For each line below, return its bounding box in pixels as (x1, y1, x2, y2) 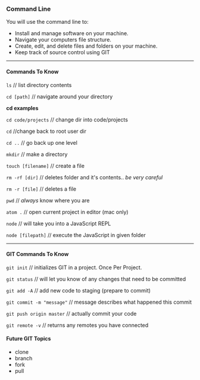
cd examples (6, 104, 39, 111)
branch (14, 354, 33, 362)
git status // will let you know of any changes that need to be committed (6, 275, 186, 282)
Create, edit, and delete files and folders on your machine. (14, 42, 158, 49)
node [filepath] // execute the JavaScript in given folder (6, 231, 146, 238)
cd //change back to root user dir (6, 127, 87, 135)
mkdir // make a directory (6, 151, 68, 158)
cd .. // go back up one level (6, 139, 77, 146)
